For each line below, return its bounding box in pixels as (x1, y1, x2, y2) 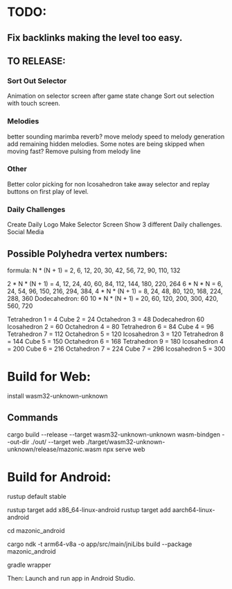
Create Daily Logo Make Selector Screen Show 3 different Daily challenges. (7, 220, 223, 229)
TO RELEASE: (7, 55, 66, 67)
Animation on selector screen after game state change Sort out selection (7, 91, 215, 100)
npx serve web (102, 445, 145, 453)
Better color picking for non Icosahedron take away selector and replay (7, 179, 210, 188)
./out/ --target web (30, 437, 84, 446)
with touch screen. (7, 99, 61, 107)
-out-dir (7, 437, 30, 446)
